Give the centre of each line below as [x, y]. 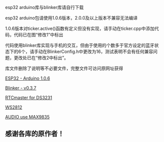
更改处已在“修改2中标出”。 [41, 58]
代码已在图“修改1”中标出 [39, 35]
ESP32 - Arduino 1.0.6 [28, 78]
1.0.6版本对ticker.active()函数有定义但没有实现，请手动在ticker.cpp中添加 [80, 28]
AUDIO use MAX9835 [27, 117]
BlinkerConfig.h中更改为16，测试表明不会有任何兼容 [100, 52]
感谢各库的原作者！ [35, 134]
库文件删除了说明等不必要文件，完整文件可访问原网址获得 [64, 68]
